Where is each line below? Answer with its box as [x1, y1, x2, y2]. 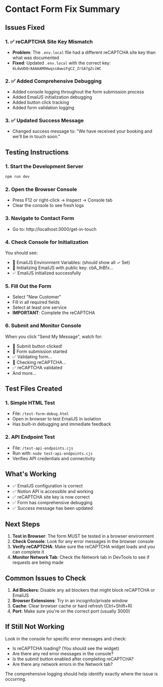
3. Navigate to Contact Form [5, 215, 74, 222]
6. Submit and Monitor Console [5, 322, 82, 329]
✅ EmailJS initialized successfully [12, 270, 81, 276]
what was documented [12, 55, 59, 61]
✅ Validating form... [12, 353, 53, 359]
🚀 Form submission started [12, 348, 67, 354]
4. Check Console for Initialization [5, 238, 89, 245]
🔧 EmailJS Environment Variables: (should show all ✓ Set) [12, 259, 130, 265]
